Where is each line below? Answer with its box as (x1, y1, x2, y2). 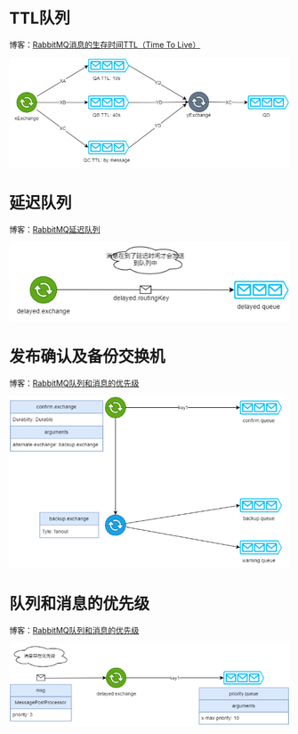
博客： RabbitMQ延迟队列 (9, 224, 101, 234)
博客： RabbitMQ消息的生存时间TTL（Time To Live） (9, 39, 201, 50)
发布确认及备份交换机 (9, 347, 166, 367)
